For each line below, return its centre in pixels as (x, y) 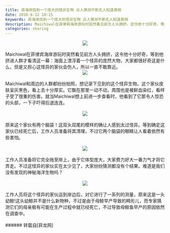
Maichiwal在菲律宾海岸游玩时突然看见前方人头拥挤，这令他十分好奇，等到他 (84, 54)
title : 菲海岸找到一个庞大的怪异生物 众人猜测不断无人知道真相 (63, 10)
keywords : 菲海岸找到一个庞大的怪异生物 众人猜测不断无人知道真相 (67, 19)
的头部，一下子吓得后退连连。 (36, 103)
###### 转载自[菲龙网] (29, 225)
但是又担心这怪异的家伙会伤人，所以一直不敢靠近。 (67, 67)
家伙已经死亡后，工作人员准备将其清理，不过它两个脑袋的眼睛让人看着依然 (83, 131)
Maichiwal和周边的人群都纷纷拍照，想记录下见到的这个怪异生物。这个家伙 (82, 84)
